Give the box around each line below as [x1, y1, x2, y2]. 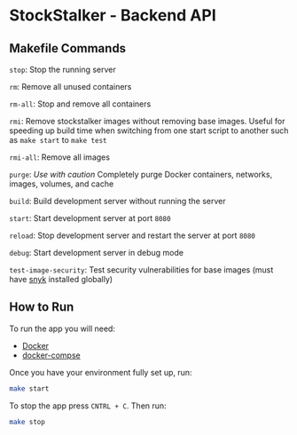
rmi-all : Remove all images [9, 152, 111, 162]
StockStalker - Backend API [9, 5, 216, 26]
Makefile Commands [9, 41, 127, 56]
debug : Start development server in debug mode [9, 248, 184, 257]
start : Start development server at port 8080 [9, 213, 171, 223]
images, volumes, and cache [9, 178, 114, 189]
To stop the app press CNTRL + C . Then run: [9, 400, 167, 411]
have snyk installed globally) [9, 274, 113, 284]
